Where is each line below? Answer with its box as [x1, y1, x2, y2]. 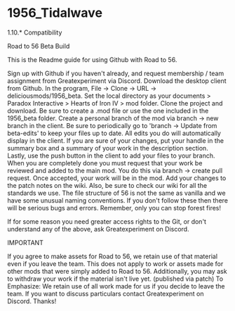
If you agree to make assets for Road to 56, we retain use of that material [7, 252, 218, 260]
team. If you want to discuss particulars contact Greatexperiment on [7, 289, 204, 298]
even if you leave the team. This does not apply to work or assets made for [7, 259, 224, 268]
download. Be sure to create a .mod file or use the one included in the [7, 106, 209, 115]
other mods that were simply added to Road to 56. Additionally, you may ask [7, 267, 227, 275]
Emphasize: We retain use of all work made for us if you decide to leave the [7, 281, 226, 290]
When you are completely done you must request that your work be [7, 158, 203, 167]
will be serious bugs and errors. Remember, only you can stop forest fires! [7, 203, 222, 212]
